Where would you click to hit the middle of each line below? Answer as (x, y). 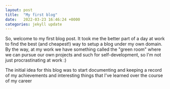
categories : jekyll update (34, 24)
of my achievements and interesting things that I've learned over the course (84, 76)
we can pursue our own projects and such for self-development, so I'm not (83, 55)
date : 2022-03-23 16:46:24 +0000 (43, 19)
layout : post (19, 10)
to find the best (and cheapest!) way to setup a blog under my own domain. (84, 44)
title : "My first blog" (31, 15)
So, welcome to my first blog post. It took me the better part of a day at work (85, 39)
